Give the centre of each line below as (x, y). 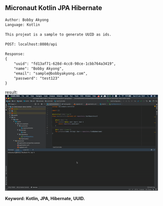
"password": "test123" (37, 78)
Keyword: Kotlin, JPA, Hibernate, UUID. (45, 198)
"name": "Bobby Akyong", (39, 68)
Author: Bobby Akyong (27, 20)
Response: (15, 54)
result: (11, 92)
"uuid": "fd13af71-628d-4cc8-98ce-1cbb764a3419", (65, 64)
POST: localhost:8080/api (31, 44)
